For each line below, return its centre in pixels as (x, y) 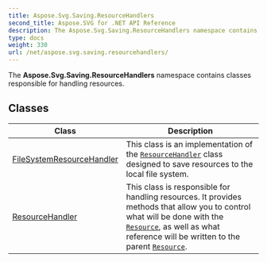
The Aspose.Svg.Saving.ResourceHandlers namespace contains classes (130, 75)
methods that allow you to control (188, 206)
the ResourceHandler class (174, 154)
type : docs (26, 38)
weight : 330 (28, 45)
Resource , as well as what (173, 226)
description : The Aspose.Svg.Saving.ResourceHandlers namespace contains (133, 30)
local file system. (157, 174)
